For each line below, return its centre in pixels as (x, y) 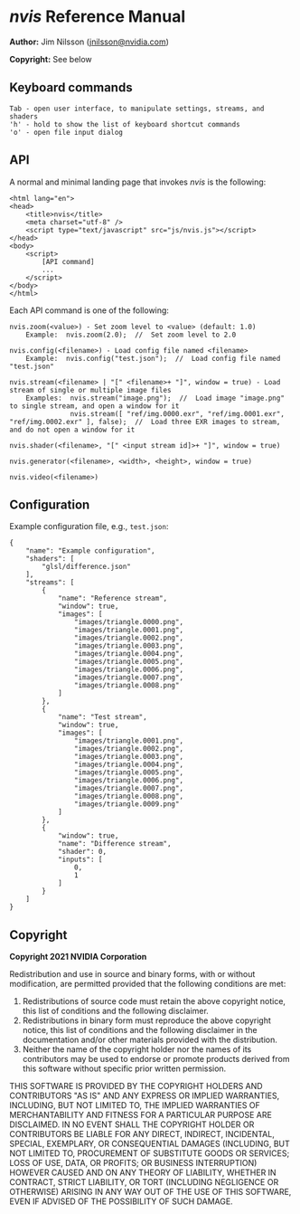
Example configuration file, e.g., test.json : (89, 526)
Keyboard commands (71, 88)
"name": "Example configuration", (90, 551)
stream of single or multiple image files (90, 390)
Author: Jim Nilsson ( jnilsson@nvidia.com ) (89, 42)
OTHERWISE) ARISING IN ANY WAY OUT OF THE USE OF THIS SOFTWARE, (150, 1192)
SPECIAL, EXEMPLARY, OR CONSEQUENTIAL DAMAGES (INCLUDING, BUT (150, 1144)
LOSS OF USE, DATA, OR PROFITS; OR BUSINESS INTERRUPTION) (133, 1163)
